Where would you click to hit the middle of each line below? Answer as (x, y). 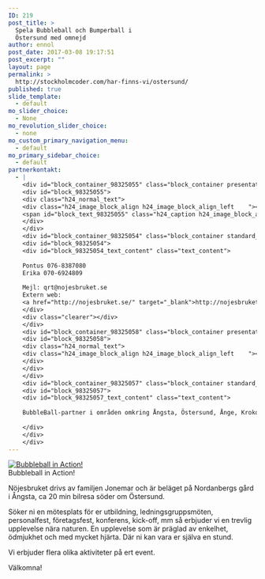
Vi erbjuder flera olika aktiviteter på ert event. (82, 553)
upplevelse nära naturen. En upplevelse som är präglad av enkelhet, (118, 529)
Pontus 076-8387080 (54, 266)
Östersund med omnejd (51, 38)
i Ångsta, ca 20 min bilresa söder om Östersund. (87, 497)
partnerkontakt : (35, 170)
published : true (35, 89)
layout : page (30, 67)
